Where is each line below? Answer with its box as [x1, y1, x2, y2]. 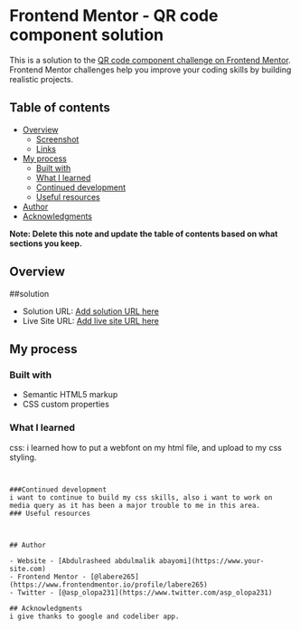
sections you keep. [9, 237, 83, 249]
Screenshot [35, 133, 80, 145]
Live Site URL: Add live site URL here [22, 315, 160, 326]
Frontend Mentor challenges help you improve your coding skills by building [9, 64, 292, 75]
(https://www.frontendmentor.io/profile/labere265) [9, 580, 208, 589]
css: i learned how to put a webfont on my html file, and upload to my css [9, 442, 282, 453]
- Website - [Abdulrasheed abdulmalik [9, 556, 155, 566]
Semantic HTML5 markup [22, 389, 118, 400]
